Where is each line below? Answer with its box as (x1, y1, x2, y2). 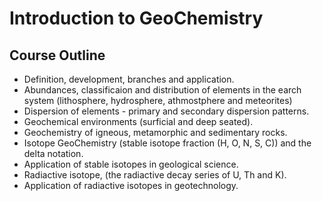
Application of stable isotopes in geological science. (23, 158, 239, 170)
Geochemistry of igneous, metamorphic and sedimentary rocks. (23, 127, 288, 138)
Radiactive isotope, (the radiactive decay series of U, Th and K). (23, 169, 287, 181)
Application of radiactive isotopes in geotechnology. (23, 180, 239, 191)
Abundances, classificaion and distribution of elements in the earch (23, 84, 302, 96)
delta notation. (23, 148, 84, 159)
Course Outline (9, 47, 106, 64)
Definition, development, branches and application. (23, 73, 235, 85)
